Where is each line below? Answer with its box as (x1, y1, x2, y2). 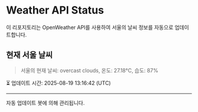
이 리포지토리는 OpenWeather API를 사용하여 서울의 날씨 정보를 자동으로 (6, 24, 174, 31)
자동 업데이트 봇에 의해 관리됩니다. (6, 99, 85, 106)
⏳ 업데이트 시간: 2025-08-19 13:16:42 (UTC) (6, 79, 111, 86)
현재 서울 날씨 (6, 50, 53, 60)
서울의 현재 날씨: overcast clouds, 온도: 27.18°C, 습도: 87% (20, 67, 159, 74)
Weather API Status (6, 4, 104, 17)
